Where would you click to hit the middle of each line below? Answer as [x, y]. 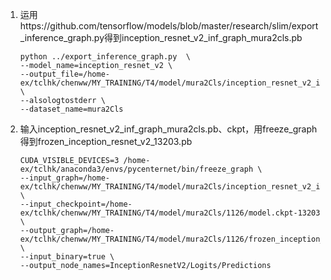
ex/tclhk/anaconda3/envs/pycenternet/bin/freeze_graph [136, 169]
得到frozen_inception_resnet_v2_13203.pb [106, 141]
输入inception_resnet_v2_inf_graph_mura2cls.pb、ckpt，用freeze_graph [168, 129]
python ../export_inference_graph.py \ [105, 57]
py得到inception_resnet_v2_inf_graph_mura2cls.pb [198, 37]
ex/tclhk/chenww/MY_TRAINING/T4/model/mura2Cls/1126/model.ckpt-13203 [170, 213]
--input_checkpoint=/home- [76, 204]
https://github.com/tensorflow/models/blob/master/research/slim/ [155, 26]
